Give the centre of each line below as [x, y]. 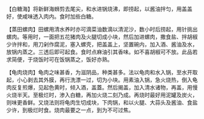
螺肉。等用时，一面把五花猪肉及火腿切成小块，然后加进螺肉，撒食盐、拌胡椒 [102, 37]
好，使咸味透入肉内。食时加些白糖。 [52, 16]
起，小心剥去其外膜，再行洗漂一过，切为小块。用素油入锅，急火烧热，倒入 [99, 80]
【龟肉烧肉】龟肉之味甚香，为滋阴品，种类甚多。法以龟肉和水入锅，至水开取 [102, 72]
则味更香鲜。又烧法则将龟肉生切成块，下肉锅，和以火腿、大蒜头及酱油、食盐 [102, 102]
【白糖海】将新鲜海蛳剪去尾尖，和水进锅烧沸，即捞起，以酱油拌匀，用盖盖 [99, 9]
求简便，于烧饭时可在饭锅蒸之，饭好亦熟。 [59, 59]
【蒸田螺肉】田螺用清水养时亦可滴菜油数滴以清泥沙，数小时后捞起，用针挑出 [102, 29]
